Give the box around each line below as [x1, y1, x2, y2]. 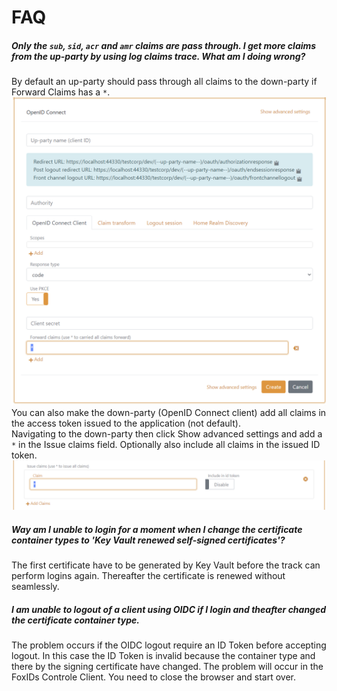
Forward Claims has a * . [11, 86, 111, 98]
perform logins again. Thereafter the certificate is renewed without [11, 570, 286, 582]
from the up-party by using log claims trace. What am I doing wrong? [11, 50, 306, 62]
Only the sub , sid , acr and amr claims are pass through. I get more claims [11, 39, 317, 51]
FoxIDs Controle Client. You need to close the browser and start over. [11, 671, 296, 683]
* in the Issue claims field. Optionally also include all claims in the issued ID [11, 439, 321, 451]
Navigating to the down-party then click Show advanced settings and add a [11, 428, 323, 440]
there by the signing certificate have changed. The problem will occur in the [11, 661, 324, 673]
